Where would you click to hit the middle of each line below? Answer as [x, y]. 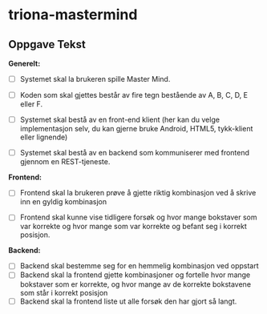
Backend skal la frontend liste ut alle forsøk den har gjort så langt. [128, 301]
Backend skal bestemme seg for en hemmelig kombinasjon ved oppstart [139, 266]
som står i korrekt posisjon [64, 292]
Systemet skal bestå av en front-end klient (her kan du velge [120, 120]
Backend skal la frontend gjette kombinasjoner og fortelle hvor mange [135, 275]
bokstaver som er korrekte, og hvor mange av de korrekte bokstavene [135, 284]
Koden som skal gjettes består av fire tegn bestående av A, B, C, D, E [134, 95]
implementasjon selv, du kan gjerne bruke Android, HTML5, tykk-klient [136, 129]
